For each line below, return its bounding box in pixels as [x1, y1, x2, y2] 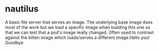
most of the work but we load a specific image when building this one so [5, 24, 151, 30]
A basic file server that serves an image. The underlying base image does [5, 19, 153, 25]
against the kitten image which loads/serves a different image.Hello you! [5, 35, 150, 40]
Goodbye [5, 39, 23, 45]
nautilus [5, 3, 39, 14]
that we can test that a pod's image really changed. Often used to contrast [5, 29, 154, 35]
